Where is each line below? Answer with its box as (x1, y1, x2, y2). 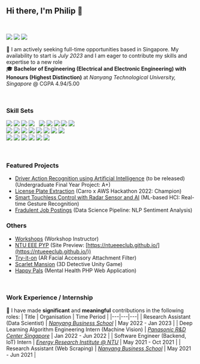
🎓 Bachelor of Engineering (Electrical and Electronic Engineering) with (6, 65, 186, 72)
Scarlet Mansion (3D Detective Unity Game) (14, 260, 123, 267)
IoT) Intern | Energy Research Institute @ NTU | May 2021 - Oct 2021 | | (6, 338, 181, 346)
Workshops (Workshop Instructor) (14, 235, 99, 242)
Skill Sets (6, 106, 34, 115)
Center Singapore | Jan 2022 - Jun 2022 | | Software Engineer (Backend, (6, 332, 186, 339)
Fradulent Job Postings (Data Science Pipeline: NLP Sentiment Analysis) (14, 206, 193, 214)
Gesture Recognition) (27, 200, 79, 208)
